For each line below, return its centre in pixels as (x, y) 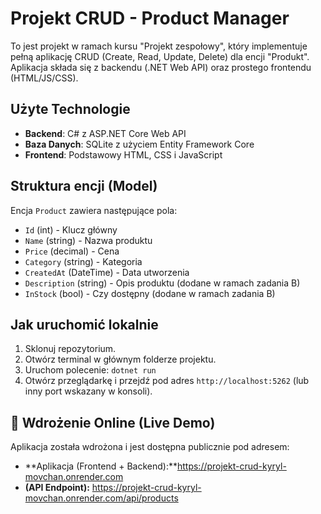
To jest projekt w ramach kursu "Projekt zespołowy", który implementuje (159, 46)
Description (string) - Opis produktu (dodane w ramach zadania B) (162, 283)
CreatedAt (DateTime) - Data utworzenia (107, 272)
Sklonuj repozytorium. (70, 349)
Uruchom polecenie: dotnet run (90, 370)
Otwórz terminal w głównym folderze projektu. (120, 359)
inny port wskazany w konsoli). (88, 391)
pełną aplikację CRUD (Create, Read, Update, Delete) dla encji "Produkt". (160, 56)
